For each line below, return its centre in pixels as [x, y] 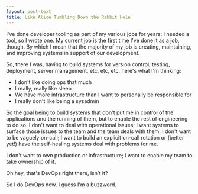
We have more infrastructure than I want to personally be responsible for [103, 95]
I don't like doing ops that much [53, 82]
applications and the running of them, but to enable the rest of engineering [97, 118]
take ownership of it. [31, 161]
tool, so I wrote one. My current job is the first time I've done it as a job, [93, 40]
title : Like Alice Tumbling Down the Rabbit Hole [69, 17]
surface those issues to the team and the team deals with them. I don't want [98, 131]
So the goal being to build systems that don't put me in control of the [90, 112]
